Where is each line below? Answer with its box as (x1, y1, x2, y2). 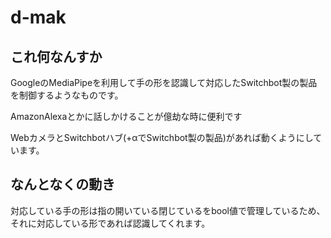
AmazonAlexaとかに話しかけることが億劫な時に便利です (10, 111, 243, 122)
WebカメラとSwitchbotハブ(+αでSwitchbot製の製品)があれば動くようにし (10, 132, 314, 143)
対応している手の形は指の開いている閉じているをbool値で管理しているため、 (10, 204, 326, 216)
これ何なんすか (10, 48, 103, 65)
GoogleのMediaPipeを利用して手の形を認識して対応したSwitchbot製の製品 (10, 77, 318, 88)
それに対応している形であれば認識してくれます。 (10, 217, 211, 229)
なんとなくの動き (10, 176, 116, 193)
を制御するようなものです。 (10, 89, 124, 101)
